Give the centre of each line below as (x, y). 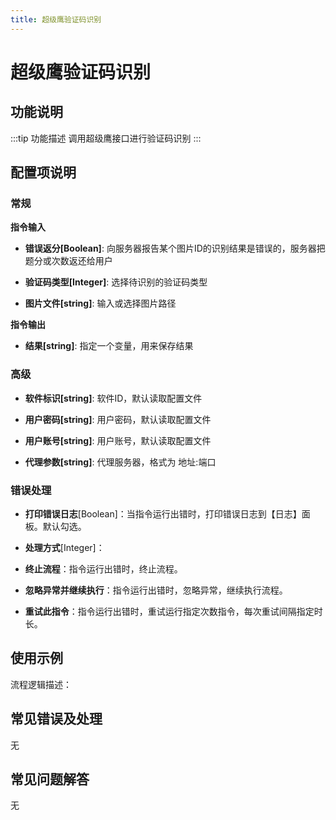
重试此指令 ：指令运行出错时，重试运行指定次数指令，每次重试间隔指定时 (173, 611)
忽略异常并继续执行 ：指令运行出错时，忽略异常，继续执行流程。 (156, 590)
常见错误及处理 (56, 719)
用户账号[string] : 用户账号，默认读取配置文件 (118, 440)
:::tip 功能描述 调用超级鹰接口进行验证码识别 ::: (106, 138)
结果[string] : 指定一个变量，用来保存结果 (109, 346)
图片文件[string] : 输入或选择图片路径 (100, 303)
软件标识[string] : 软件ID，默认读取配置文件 (113, 398)
